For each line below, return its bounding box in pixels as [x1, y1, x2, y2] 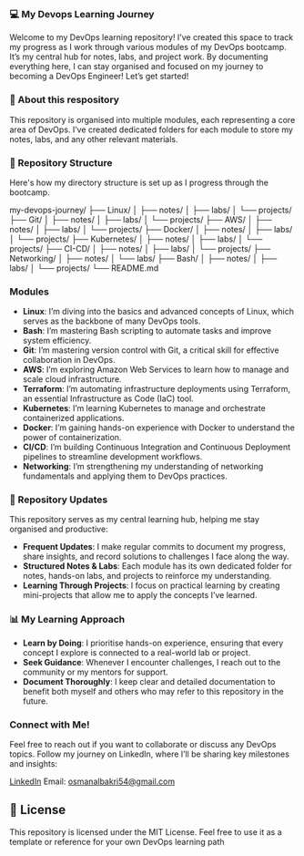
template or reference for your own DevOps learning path [9, 836, 225, 847]
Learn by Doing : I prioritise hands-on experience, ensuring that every [22, 637, 284, 648]
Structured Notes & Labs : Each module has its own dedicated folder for [22, 561, 293, 572]
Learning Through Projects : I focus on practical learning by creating [22, 580, 280, 591]
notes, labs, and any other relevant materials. [9, 133, 178, 144]
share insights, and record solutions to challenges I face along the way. [22, 551, 289, 562]
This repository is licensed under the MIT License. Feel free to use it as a [9, 826, 282, 837]
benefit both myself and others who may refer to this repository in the [22, 686, 284, 696]
